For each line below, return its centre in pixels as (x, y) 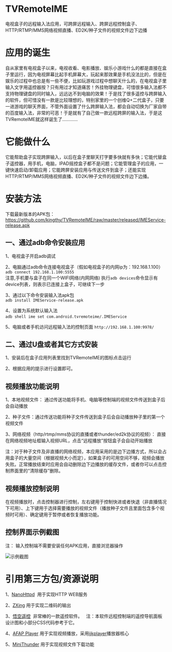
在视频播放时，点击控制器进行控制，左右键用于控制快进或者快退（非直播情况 (86, 502)
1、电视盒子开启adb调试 (30, 256)
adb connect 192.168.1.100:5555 (40, 272)
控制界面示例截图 (32, 532)
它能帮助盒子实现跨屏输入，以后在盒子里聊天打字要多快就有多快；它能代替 (84, 157)
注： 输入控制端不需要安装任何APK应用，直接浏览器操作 (64, 545)
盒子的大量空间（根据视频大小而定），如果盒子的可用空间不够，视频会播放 (87, 458)
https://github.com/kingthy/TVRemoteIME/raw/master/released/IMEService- (86, 220)
